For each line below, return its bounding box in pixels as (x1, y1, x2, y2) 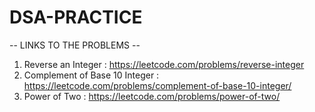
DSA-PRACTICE (9, 6, 143, 29)
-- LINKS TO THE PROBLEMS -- (9, 39, 141, 51)
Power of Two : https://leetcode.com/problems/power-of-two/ (23, 90, 281, 102)
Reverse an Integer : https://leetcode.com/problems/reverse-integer (23, 58, 305, 70)
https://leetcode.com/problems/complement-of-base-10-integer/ (23, 79, 292, 91)
